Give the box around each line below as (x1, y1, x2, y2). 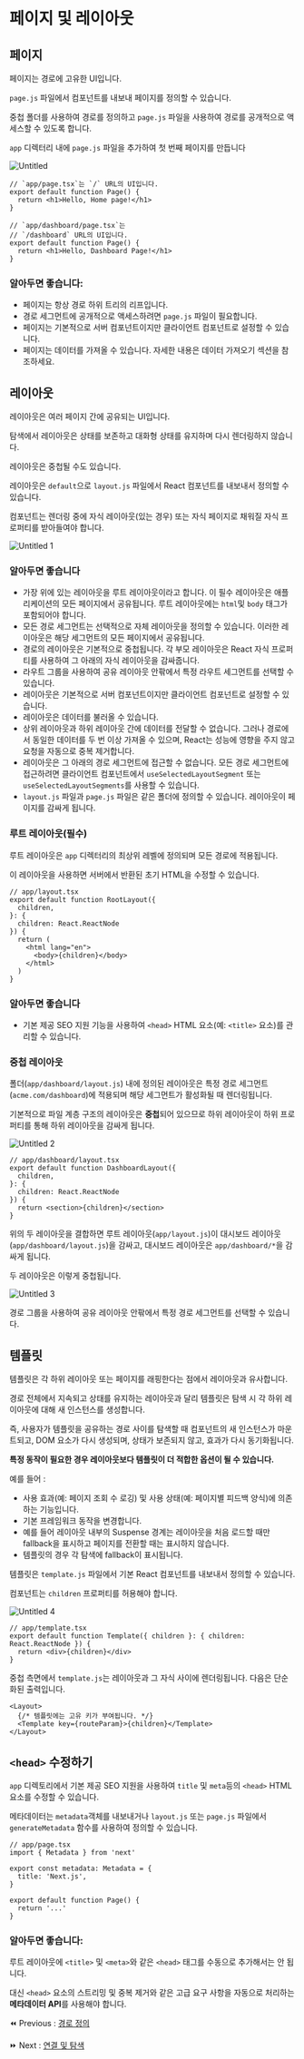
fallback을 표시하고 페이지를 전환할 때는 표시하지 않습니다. (22, 1538, 230, 1549)
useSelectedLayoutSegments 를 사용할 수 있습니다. (22, 779, 200, 790)
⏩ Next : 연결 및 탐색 (9, 2040, 84, 2051)
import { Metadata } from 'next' (9, 1848, 136, 1857)
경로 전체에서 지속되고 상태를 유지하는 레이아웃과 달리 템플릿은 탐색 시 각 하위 (9, 1393, 283, 1404)
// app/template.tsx (9, 1623, 88, 1633)
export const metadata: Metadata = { (9, 1864, 152, 1873)
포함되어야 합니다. (22, 610, 86, 621)
